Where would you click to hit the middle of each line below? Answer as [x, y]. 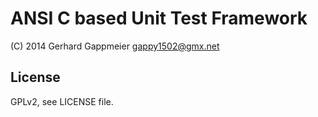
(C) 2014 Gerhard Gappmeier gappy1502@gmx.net [115, 46]
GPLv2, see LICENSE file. [62, 101]
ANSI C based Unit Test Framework [159, 18]
